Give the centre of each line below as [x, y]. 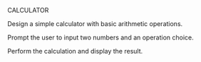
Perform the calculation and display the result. [75, 51]
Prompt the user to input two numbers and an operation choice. [100, 37]
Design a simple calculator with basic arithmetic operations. [95, 24]
